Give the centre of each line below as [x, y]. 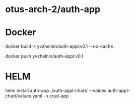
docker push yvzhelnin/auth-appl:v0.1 [44, 56]
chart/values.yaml [24, 96]
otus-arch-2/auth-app [53, 9]
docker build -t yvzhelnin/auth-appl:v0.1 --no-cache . [60, 46]
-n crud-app [56, 96]
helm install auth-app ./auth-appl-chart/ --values [56, 91]
